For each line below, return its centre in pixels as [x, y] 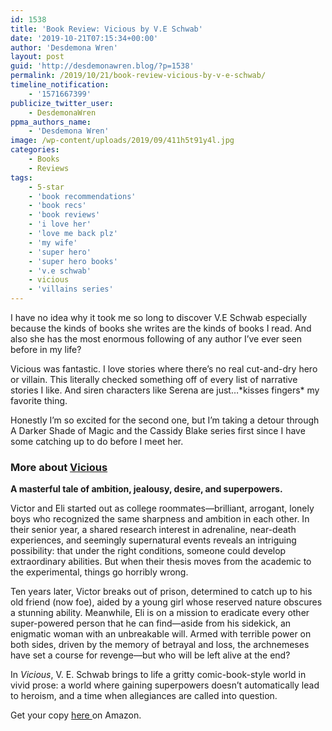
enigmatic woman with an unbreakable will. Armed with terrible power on [161, 634]
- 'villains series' [71, 289]
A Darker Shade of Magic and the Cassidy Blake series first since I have [158, 430]
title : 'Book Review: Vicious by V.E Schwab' [106, 29]
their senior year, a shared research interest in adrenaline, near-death [153, 530]
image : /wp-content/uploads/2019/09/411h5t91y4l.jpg [122, 141]
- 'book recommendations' [82, 196]
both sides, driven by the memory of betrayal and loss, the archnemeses [160, 645]
